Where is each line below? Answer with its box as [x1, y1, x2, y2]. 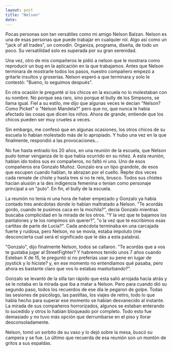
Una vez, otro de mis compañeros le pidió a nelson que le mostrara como [5, 58, 160, 64]
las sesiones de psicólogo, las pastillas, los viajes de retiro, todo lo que [5, 292, 155, 298]
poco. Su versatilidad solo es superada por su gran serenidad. [5, 47, 137, 54]
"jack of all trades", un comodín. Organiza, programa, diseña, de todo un [5, 42, 159, 48]
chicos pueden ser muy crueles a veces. [5, 117, 91, 123]
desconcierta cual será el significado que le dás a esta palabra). [5, 234, 141, 240]
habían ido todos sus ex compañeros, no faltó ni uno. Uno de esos [5, 158, 145, 164]
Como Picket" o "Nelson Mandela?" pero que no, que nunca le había [5, 106, 150, 112]
